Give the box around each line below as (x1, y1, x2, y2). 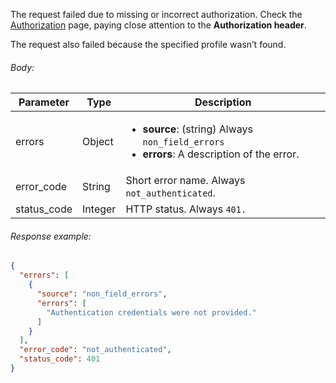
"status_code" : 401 (19, 354, 101, 364)
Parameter (18, 95, 70, 109)
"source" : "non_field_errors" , (36, 289, 168, 299)
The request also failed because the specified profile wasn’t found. (10, 39, 287, 50)
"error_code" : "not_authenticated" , (19, 345, 172, 355)
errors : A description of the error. (142, 147, 300, 161)
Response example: (10, 230, 92, 242)
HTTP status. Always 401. (125, 202, 247, 216)
